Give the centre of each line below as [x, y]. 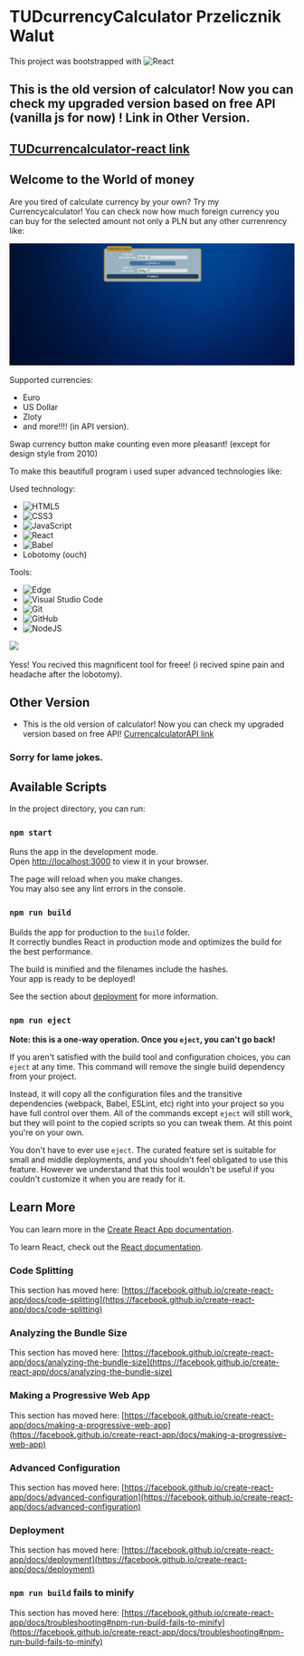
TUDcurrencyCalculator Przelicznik [146, 17]
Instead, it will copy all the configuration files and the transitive [126, 1094]
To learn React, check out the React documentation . [106, 1247]
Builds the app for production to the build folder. [100, 932]
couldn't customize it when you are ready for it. [97, 1179]
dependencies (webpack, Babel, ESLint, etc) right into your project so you [147, 1103]
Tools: [21, 572]
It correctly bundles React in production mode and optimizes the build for [146, 942]
